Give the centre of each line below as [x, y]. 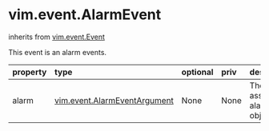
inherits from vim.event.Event [57, 37]
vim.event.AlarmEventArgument [114, 100]
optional [197, 72]
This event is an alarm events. [57, 52]
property [30, 72]
